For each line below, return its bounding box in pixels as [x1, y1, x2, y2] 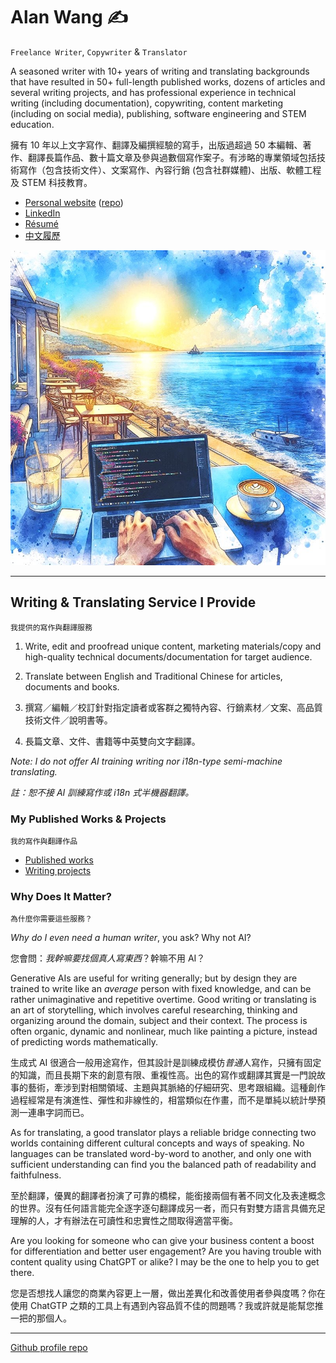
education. [10, 118, 55, 130]
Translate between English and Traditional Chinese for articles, [24, 670, 283, 682]
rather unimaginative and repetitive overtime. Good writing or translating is [10, 994, 317, 1006]
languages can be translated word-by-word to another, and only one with [10, 1148, 312, 1160]
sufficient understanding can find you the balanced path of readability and [10, 1159, 317, 1171]
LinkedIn [24, 207, 61, 219]
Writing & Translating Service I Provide [10, 594, 257, 611]
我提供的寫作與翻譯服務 [10, 622, 93, 633]
